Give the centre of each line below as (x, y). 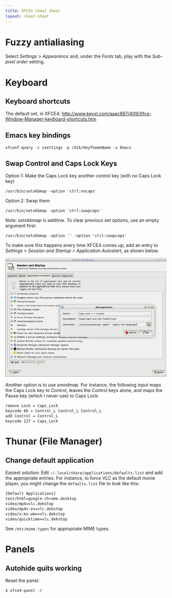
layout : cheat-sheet (27, 16)
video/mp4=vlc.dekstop (29, 504)
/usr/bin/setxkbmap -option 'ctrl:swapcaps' (53, 211)
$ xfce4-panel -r (24, 591)
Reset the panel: (23, 581)
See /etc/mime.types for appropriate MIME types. (58, 529)
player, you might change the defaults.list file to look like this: (72, 484)
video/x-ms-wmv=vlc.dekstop (35, 514)
